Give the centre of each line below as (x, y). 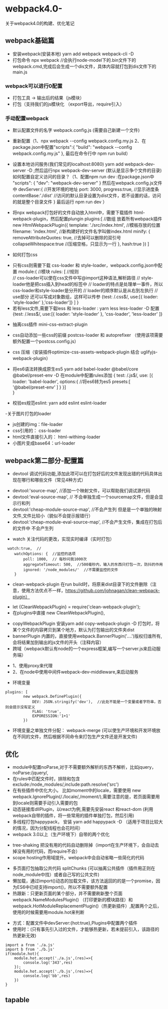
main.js (20, 72)
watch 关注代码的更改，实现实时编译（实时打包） (63, 539)
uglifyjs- (149, 352)
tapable (18, 1000)
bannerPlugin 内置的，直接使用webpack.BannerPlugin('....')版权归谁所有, (87, 636)
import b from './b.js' (30, 949)
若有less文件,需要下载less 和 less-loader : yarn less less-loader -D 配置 (86, 308)
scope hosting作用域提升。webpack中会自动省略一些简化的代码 (78, 857)
